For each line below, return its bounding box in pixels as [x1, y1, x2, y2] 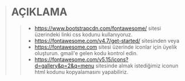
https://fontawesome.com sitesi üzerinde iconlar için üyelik [34, 43, 177, 50]
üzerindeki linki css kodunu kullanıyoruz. [34, 31, 133, 38]
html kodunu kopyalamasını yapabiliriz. [34, 68, 129, 75]
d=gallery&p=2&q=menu [34, 62, 95, 69]
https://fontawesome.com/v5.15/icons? [34, 56, 129, 63]
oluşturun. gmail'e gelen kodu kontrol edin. [34, 49, 138, 56]
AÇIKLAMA [11, 5, 68, 19]
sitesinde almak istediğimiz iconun [95, 62, 179, 69]
